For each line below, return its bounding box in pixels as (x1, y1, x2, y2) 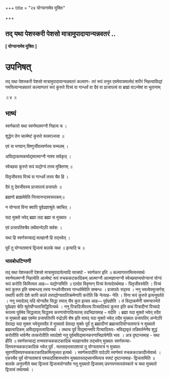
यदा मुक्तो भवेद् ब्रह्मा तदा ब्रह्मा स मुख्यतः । (5, 214, 71, 221)
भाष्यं (5, 109, 16, 118)
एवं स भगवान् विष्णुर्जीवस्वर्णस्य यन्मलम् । (5, 143, 69, 149)
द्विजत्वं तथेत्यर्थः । (5, 366, 34, 372)
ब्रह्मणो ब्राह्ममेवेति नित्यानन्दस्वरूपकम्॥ (5, 194, 65, 200)
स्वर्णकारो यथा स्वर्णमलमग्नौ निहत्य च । (5, 122, 67, 129)
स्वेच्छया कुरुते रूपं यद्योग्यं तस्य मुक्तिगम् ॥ (5, 163, 73, 170)
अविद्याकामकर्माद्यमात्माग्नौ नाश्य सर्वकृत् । (5, 153, 71, 160)
